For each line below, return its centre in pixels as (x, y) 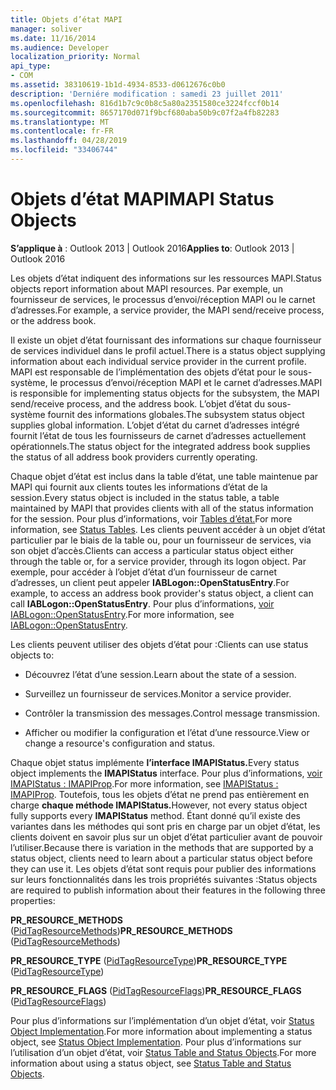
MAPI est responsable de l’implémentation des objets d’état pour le (148, 372)
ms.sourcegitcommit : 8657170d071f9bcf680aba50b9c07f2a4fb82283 (145, 112)
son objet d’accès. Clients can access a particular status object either (152, 550)
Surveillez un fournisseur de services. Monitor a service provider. (158, 693)
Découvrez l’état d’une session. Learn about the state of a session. (160, 674)
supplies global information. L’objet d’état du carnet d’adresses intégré (155, 425)
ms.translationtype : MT (60, 122)
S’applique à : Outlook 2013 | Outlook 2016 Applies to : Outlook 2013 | (152, 248)
